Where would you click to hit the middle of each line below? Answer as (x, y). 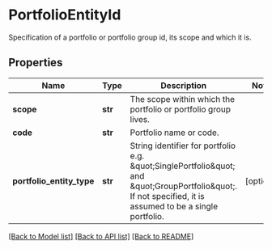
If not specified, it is (167, 196)
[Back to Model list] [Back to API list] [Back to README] (101, 236)
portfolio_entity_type (53, 181)
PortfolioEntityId (65, 15)
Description (184, 85)
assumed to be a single (174, 206)
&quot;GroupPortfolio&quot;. (183, 186)
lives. (140, 119)
